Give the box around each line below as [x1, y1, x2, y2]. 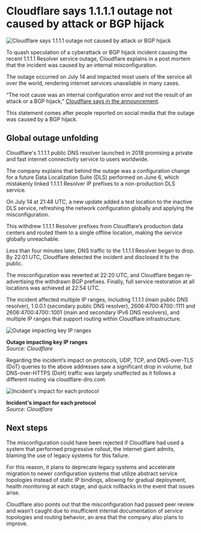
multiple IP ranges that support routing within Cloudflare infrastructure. [6, 315, 182, 322]
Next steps [6, 423, 48, 433]
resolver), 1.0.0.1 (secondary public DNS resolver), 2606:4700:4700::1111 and [6, 302, 196, 310]
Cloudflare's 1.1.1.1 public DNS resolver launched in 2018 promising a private [6, 149, 193, 156]
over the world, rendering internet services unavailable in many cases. [6, 79, 180, 87]
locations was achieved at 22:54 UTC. [6, 284, 101, 291]
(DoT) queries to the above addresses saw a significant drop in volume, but [6, 363, 192, 370]
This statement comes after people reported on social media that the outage [6, 109, 195, 116]
